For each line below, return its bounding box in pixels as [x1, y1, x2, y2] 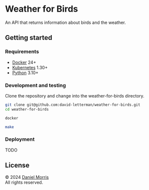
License [5, 161, 30, 170]
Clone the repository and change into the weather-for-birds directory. [5, 93, 145, 98]
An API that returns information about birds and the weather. [5, 19, 126, 25]
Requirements [5, 48, 39, 55]
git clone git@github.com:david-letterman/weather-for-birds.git [5, 102, 140, 107]
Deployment [5, 136, 35, 143]
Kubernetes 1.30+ [12, 64, 48, 70]
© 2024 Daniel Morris [5, 174, 49, 180]
